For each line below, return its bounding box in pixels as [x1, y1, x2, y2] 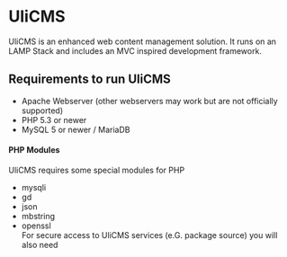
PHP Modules [8, 145, 60, 155]
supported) [21, 105, 64, 116]
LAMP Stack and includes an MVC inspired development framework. [8, 45, 263, 56]
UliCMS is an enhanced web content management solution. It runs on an [8, 36, 276, 47]
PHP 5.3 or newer [21, 114, 87, 125]
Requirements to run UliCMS [8, 72, 172, 87]
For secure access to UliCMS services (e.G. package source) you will [21, 229, 278, 240]
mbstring [21, 210, 56, 221]
